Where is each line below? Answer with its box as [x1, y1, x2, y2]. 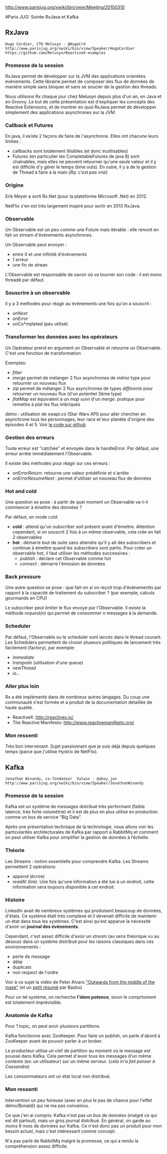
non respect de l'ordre [12, 969, 58, 975]
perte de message [12, 953, 50, 960]
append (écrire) [12, 873, 45, 879]
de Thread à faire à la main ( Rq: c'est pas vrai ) [12, 169, 108, 175]
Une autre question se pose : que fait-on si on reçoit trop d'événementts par [5, 584, 162, 590]
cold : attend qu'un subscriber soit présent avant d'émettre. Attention [12, 524, 155, 530]
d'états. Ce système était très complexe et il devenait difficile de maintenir [5, 913, 157, 919]
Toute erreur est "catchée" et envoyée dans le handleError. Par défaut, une [5, 445, 159, 451]
